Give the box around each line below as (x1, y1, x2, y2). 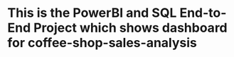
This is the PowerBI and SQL (7, 5, 177, 21)
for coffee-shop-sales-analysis (7, 35, 198, 51)
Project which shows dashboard (33, 20, 228, 36)
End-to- (179, 5, 227, 21)
